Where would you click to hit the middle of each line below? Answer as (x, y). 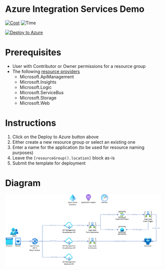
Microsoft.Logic (36, 87)
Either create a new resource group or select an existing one (74, 142)
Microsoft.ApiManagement (47, 77)
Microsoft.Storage (38, 98)
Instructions (31, 123)
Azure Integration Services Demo (75, 9)
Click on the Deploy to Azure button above (55, 137)
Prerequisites (33, 53)
